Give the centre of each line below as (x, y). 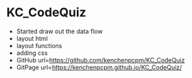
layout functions (39, 45)
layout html (32, 38)
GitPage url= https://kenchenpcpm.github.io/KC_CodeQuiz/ (99, 67)
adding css (32, 53)
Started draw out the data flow (60, 31)
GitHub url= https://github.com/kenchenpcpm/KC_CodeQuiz (100, 60)
